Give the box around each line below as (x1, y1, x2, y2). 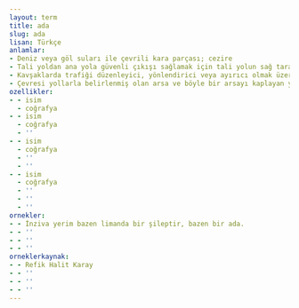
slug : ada (9, 29, 46, 38)
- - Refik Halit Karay (9, 261, 93, 270)
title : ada (9, 21, 50, 30)
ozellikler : (9, 87, 53, 96)
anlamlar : (9, 46, 46, 55)
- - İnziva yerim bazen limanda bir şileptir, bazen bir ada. (9, 219, 245, 228)
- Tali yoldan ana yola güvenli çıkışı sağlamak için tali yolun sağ (9, 63, 273, 72)
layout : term (9, 12, 58, 22)
